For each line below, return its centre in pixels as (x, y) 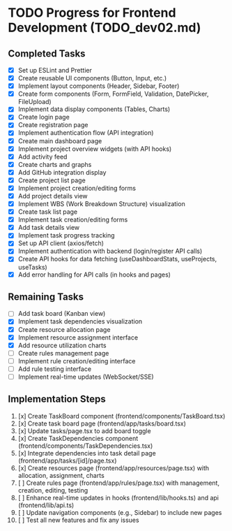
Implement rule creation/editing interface (77, 361)
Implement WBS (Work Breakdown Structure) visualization (101, 204)
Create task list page (48, 212)
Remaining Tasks (46, 297)
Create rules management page (63, 353)
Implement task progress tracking (66, 235)
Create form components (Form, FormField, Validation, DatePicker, (113, 94)
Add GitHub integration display (62, 172)
